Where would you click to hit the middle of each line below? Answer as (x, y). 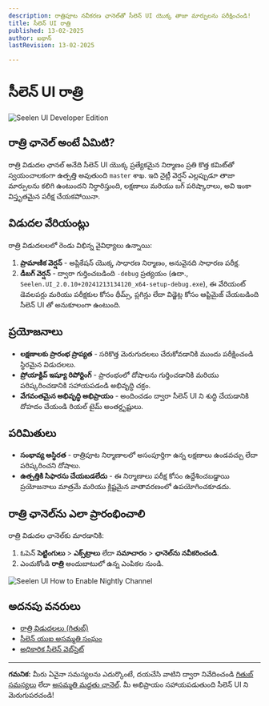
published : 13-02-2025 (46, 30)
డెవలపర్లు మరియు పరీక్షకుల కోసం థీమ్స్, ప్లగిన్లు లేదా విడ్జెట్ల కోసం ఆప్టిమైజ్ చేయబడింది (139, 294)
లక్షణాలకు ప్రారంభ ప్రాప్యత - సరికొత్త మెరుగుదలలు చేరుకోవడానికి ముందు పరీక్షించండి (137, 354)
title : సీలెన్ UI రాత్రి (40, 23)
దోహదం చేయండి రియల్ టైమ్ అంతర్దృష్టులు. (82, 406)
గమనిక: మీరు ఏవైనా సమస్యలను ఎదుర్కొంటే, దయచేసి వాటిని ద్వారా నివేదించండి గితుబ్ (131, 674)
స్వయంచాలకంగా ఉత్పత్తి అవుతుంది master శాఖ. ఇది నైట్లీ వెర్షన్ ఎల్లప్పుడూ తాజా (122, 175)
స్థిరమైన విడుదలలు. (48, 364)
